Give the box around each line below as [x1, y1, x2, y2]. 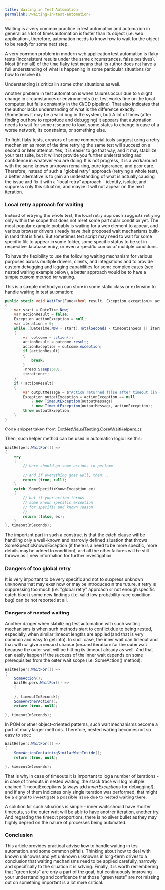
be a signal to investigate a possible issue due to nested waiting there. [5, 794, 147, 800]
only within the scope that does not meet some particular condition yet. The [5, 217, 159, 223]
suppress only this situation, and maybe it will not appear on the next [5, 184, 144, 189]
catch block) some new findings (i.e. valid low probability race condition [5, 592, 151, 598]
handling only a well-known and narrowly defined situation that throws [5, 537, 148, 543]
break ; [31, 358, 45, 363]
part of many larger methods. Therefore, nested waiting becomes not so [5, 727, 151, 733]
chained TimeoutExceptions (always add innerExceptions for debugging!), [5, 783, 155, 790]
